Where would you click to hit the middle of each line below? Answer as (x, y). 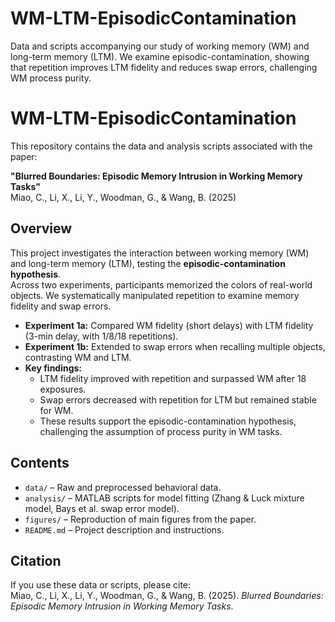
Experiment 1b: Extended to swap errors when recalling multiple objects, (175, 346)
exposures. (63, 389)
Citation (36, 560)
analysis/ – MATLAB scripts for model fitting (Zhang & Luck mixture (164, 498)
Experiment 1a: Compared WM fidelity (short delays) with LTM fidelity (169, 325)
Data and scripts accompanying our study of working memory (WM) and (160, 46)
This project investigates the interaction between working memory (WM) (160, 253)
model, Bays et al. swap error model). (102, 508)
